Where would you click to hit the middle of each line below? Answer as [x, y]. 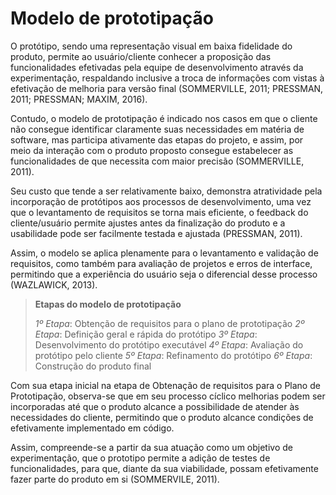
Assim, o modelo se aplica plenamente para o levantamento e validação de [164, 253]
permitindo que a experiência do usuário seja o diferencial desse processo [164, 274]
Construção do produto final [93, 366]
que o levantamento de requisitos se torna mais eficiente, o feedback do [159, 212]
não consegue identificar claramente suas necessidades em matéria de [157, 129]
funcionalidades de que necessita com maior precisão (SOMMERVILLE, [157, 161]
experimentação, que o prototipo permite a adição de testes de [140, 458]
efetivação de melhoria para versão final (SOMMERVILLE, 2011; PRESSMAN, [167, 88]
